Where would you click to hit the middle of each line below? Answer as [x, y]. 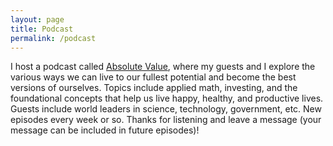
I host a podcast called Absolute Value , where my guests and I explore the [163, 67]
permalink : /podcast [53, 38]
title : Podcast [42, 29]
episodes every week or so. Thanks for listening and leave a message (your [166, 120]
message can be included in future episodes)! [105, 130]
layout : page [37, 19]
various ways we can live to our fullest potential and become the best [153, 77]
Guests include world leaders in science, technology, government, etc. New [166, 109]
